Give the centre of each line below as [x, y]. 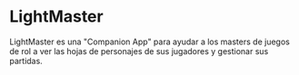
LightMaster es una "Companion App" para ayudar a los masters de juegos [150, 42]
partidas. [26, 61]
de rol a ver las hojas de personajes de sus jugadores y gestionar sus [139, 51]
